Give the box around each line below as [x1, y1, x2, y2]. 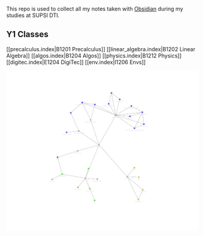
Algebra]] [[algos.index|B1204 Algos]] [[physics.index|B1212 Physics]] [6, 52, 182, 59]
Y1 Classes [6, 29, 49, 40]
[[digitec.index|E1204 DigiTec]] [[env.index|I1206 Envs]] [6, 58, 146, 66]
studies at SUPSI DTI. [6, 12, 60, 19]
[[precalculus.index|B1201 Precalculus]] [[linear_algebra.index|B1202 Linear [6, 45, 196, 52]
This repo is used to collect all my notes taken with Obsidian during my [6, 5, 184, 12]
